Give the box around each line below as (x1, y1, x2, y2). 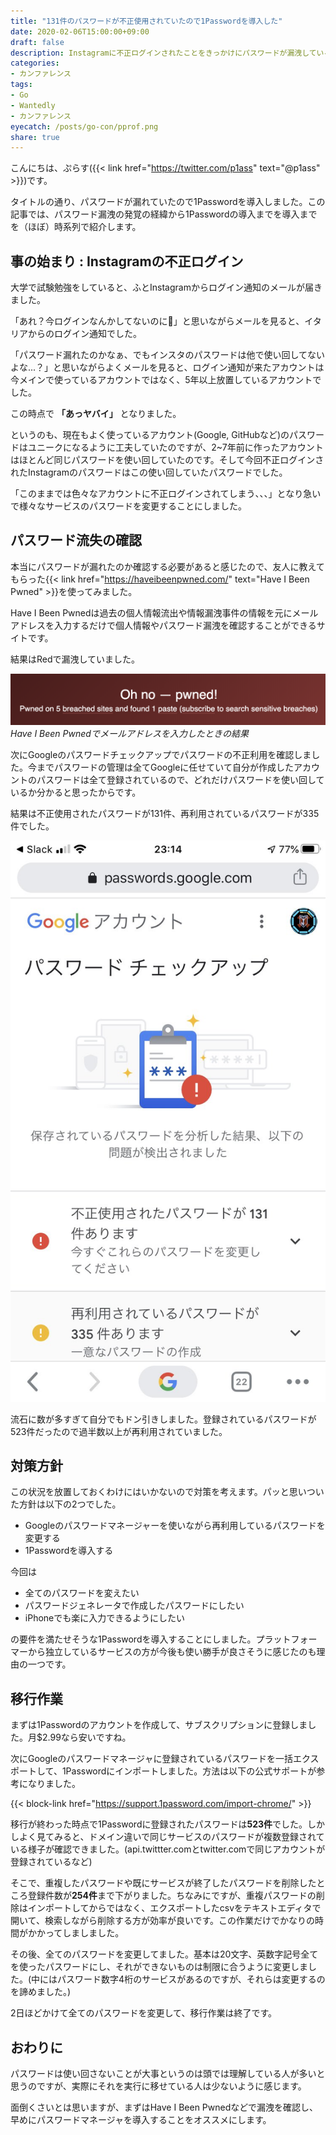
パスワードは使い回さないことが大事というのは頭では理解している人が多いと (10, 2068, 326, 2080)
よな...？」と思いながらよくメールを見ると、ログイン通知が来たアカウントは (10, 361, 325, 374)
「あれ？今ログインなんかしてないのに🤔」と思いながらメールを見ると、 (10, 315, 305, 327)
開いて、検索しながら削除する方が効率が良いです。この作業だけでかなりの (10, 1915, 316, 1927)
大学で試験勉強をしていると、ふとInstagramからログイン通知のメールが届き (10, 281, 323, 294)
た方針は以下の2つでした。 (10, 1498, 122, 1510)
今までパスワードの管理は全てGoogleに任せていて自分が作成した (27, 761, 294, 774)
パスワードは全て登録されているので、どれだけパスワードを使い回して (36, 774, 325, 786)
